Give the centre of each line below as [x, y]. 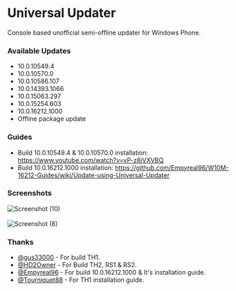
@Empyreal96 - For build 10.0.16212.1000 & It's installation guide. [111, 273]
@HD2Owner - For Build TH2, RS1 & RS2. [77, 265]
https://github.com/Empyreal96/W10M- [172, 167]
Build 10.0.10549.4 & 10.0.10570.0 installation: [83, 153]
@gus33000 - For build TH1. [59, 257]
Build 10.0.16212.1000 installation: [66, 167]
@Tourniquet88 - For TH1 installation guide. [81, 280]
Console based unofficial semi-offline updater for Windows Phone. [104, 32]
